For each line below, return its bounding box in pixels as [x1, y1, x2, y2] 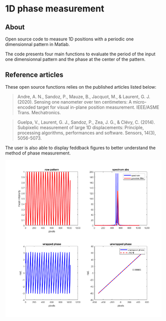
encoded [17, 104, 36, 110]
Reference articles [5, 71, 64, 79]
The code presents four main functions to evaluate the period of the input [5, 51, 156, 57]
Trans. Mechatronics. [17, 109, 61, 115]
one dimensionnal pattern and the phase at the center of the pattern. [5, 56, 146, 62]
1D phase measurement [5, 3, 104, 14]
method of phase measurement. [5, 150, 71, 156]
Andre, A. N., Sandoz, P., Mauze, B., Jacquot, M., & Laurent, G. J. [17, 93, 151, 100]
